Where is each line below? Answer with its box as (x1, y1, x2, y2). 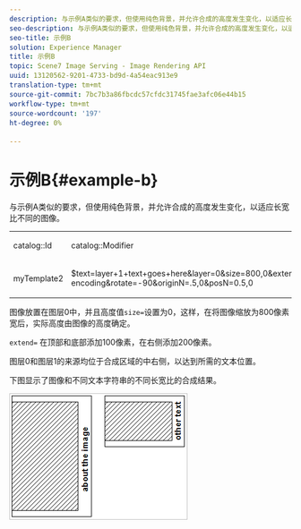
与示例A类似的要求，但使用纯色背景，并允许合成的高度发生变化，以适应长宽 (9, 201, 289, 212)
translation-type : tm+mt (9, 81, 102, 90)
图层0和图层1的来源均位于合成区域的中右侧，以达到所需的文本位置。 (9, 355, 262, 366)
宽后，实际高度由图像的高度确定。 (9, 318, 135, 328)
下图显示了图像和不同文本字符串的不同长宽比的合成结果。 (9, 374, 221, 385)
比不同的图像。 (9, 213, 64, 224)
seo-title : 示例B (9, 33, 72, 42)
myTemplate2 (13, 273, 64, 284)
